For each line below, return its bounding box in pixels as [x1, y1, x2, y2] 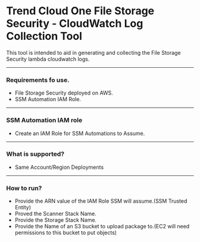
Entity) [14, 204, 32, 211]
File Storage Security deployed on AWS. [14, 89, 113, 96]
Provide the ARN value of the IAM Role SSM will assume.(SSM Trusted [14, 197, 187, 205]
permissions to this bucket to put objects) [14, 229, 117, 236]
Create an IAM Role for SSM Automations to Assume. [14, 130, 145, 137]
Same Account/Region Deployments [14, 164, 104, 171]
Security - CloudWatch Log [6, 17, 143, 30]
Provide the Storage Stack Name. [14, 216, 97, 224]
